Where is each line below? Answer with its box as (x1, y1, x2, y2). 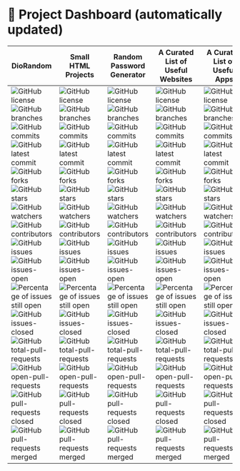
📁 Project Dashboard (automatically (7, 6, 223, 23)
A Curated (158, 47, 194, 57)
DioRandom (11, 61, 52, 71)
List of (165, 56, 187, 66)
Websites (159, 74, 193, 84)
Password (110, 61, 146, 71)
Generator (110, 69, 146, 79)
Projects (65, 69, 94, 79)
